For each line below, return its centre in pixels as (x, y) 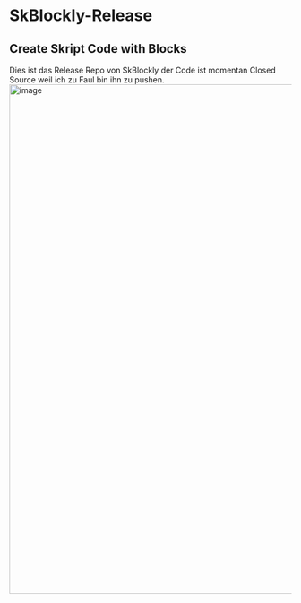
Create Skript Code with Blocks (98, 49)
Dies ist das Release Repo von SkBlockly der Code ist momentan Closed (142, 70)
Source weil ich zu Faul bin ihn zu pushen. (87, 80)
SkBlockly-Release (81, 16)
